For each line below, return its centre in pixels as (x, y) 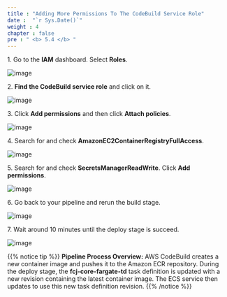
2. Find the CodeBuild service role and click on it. (79, 87)
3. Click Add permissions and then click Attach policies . (89, 114)
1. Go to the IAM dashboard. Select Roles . (67, 59)
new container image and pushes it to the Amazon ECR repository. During (113, 264)
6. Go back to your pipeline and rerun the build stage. (84, 203)
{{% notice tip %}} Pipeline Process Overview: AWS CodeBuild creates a (113, 256)
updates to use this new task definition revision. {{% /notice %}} (100, 287)
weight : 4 (23, 27)
